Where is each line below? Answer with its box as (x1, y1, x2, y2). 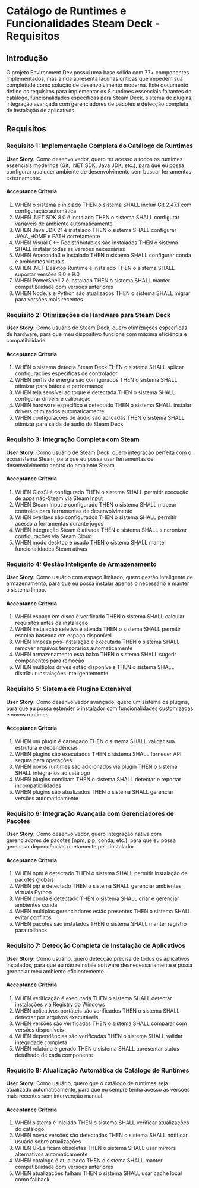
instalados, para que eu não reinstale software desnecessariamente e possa (6, 961, 193, 969)
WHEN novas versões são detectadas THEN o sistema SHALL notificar (14, 1132, 188, 1139)
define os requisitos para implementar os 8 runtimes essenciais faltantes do (6, 88, 192, 95)
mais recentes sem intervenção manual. (6, 1092, 104, 1099)
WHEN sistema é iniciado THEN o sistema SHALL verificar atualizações (14, 1119, 189, 1126)
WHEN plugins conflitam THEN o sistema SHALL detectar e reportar (14, 775, 181, 782)
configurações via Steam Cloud (14, 532, 92, 539)
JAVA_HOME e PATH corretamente (14, 232, 100, 240)
